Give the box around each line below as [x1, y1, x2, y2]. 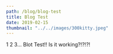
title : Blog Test [6, 14, 49, 20]
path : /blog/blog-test [6, 8, 61, 15]
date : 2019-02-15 [6, 19, 49, 25]
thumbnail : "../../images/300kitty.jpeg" [6, 25, 109, 31]
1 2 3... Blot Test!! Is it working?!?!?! [6, 41, 91, 48]
